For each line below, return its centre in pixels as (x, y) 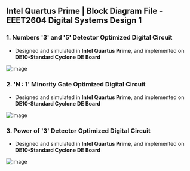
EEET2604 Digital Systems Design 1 (74, 21)
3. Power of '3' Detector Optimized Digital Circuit (78, 131)
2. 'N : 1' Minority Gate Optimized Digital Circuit (76, 84)
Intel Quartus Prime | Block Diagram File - (85, 11)
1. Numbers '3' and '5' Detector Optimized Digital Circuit (89, 38)
